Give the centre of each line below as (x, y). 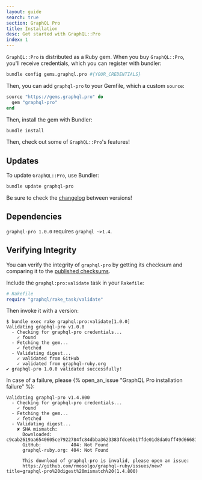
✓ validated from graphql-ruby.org (62, 364)
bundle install (25, 131)
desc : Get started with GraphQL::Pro (54, 34)
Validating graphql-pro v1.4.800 (48, 398)
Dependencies (34, 217)
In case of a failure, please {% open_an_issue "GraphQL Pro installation (95, 380)
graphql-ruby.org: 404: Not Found (66, 451)
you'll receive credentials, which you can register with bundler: (84, 63)
